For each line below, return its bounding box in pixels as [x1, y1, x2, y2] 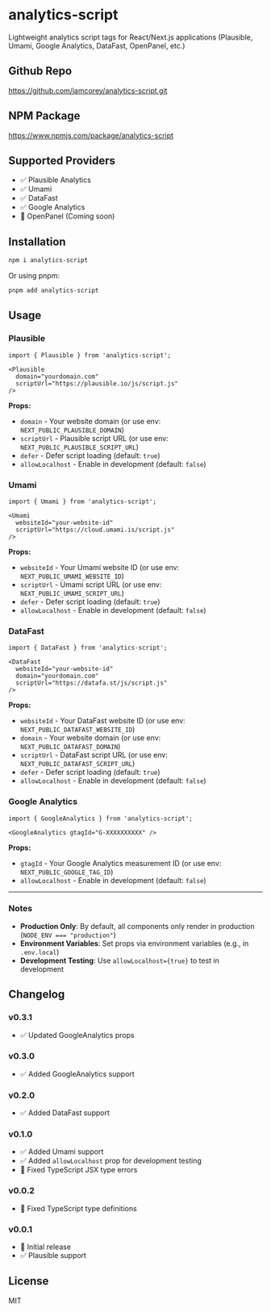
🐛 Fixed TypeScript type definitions [19, 1203, 137, 1213]
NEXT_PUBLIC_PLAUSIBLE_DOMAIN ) [19, 425, 125, 435]
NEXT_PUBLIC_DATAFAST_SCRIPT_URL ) [19, 759, 135, 768]
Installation [8, 235, 66, 248]
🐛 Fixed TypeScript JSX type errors [19, 1165, 138, 1175]
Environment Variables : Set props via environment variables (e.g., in [19, 938, 249, 948]
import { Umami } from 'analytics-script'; [8, 498, 157, 506]
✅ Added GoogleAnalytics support [19, 1068, 135, 1078]
